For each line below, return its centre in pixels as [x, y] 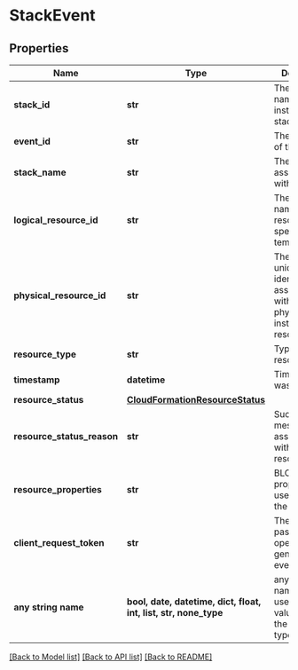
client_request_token [59, 543]
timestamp [37, 380]
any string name [49, 607]
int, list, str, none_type [175, 613]
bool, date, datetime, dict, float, [194, 602]
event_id [32, 141]
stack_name [40, 172]
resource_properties [58, 489]
